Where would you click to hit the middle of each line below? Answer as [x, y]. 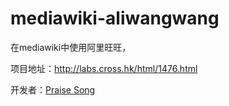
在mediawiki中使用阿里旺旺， [71, 47]
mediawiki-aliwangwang [115, 18]
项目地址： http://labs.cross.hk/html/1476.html [104, 68]
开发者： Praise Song [53, 89]
